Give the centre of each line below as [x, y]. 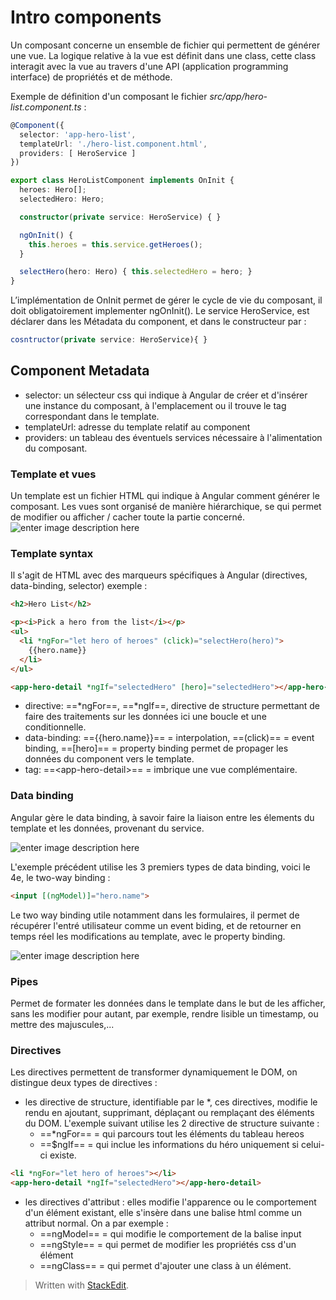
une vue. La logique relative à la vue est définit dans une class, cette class [163, 55]
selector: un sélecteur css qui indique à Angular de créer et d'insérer [166, 395]
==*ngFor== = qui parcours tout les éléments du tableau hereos [172, 1134]
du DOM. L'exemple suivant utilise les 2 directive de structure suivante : [172, 1123]
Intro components [86, 17]
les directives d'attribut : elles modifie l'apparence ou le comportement [170, 1202]
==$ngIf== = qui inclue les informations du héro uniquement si [169, 1145]
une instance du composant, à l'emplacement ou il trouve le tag [155, 405]
